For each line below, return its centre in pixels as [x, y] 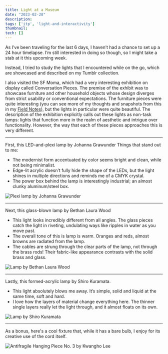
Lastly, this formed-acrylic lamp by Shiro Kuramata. [58, 281]
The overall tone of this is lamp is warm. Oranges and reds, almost [80, 236]
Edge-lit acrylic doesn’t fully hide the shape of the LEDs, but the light [83, 170]
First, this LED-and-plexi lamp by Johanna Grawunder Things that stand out [83, 145]
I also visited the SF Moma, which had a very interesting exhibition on [76, 82]
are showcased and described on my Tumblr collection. [62, 73]
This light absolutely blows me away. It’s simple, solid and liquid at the [84, 291]
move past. [24, 231]
